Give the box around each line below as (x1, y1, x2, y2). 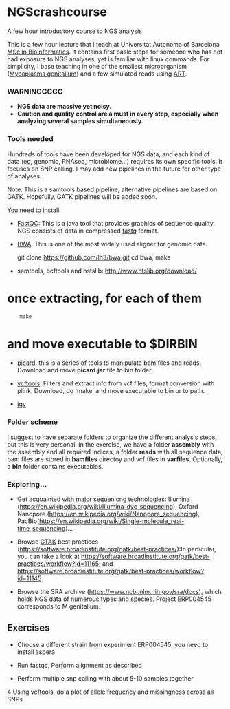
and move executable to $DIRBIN (7, 336, 198, 352)
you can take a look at (16, 552, 80, 560)
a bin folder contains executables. (7, 462, 104, 470)
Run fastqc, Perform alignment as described (16, 661, 142, 669)
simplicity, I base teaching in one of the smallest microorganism (7, 62, 187, 70)
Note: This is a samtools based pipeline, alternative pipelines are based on (7, 185, 218, 193)
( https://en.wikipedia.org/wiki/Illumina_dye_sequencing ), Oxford (16, 502, 198, 510)
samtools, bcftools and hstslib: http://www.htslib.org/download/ (16, 266, 197, 275)
